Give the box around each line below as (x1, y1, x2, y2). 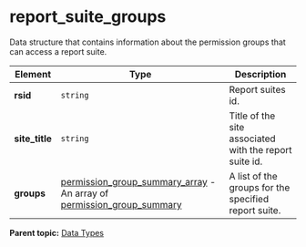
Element (15, 67, 52, 80)
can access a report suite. (9, 46, 107, 57)
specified (229, 192, 270, 205)
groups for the (229, 180, 291, 193)
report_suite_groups (9, 6, 167, 27)
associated (229, 132, 276, 145)
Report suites (229, 83, 286, 96)
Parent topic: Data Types (9, 227, 105, 238)
